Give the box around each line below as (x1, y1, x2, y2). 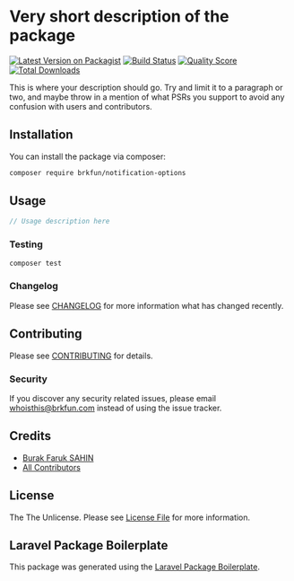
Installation (9, 128, 73, 143)
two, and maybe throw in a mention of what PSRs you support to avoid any (9, 92, 285, 102)
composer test (9, 259, 63, 268)
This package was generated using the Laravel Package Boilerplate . (9, 561, 261, 572)
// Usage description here (9, 217, 110, 226)
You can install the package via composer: (9, 151, 166, 162)
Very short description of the (9, 6, 230, 27)
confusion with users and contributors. (9, 101, 152, 111)
